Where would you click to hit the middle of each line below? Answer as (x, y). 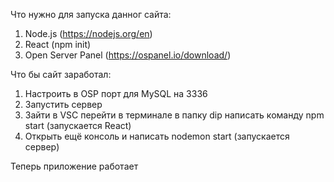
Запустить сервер (63, 104)
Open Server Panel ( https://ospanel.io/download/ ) (128, 55)
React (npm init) (58, 44)
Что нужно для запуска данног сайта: (91, 14)
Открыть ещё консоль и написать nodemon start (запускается (157, 136)
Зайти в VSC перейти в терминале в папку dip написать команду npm (174, 115)
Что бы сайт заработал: (61, 74)
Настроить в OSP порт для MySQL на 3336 (116, 93)
